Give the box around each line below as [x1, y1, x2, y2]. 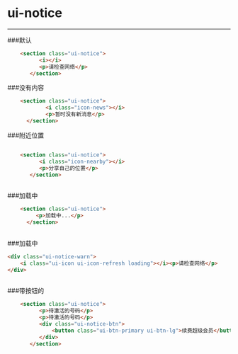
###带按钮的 [7, 287, 45, 295]
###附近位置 [7, 131, 45, 139]
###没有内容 [7, 84, 45, 92]
